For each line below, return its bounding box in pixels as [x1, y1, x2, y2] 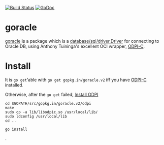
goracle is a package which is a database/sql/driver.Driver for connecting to [5, 38, 159, 44]
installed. [5, 82, 24, 88]
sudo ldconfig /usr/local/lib [5, 114, 67, 119]
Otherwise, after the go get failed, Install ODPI [5, 91, 98, 97]
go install [5, 127, 28, 132]
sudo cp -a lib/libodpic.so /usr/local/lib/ [5, 110, 98, 115]
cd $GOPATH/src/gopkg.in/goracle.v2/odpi [5, 101, 92, 106]
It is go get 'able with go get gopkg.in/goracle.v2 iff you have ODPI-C [5, 77, 147, 83]
